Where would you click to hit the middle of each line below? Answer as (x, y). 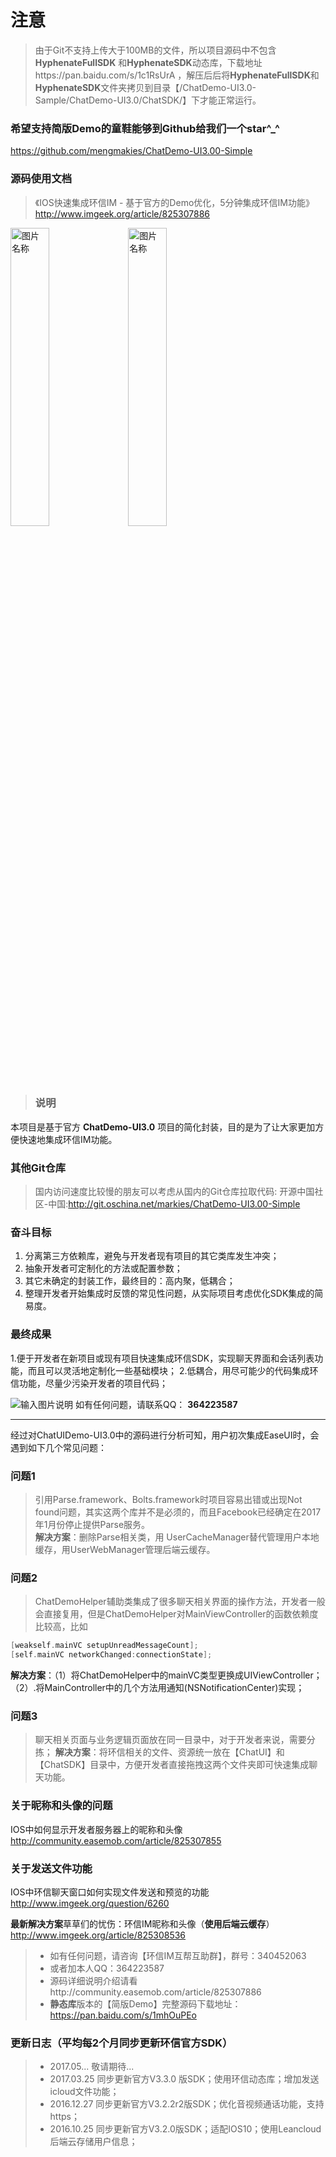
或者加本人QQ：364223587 (107, 1968)
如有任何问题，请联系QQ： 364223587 (156, 1404)
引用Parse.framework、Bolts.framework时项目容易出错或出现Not (168, 1500)
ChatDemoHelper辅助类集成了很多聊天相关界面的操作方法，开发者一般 (180, 1602)
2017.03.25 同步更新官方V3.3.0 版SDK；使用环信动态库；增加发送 (184, 2079)
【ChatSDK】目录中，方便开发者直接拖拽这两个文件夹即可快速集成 (172, 1765)
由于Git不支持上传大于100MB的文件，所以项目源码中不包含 (155, 50)
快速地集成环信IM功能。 (68, 1139)
